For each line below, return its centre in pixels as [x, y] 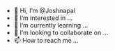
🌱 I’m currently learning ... [51, 25]
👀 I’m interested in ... [43, 18]
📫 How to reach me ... [46, 40]
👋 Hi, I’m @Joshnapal [44, 11]
